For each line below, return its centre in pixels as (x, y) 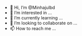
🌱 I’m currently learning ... (36, 18)
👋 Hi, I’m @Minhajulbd (33, 8)
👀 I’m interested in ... (31, 13)
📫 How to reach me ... (33, 28)
